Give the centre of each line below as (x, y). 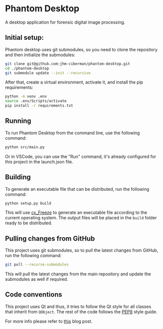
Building (18, 177)
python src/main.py (25, 147)
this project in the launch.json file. (39, 162)
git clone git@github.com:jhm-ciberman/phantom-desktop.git (68, 64)
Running (18, 121)
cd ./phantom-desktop (27, 68)
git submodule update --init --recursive (48, 73)
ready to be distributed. (29, 223)
